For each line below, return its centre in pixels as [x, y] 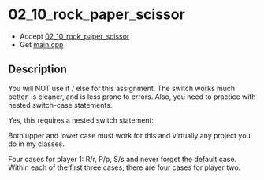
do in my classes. [36, 144]
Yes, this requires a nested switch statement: [81, 120]
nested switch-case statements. [60, 105]
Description [37, 70]
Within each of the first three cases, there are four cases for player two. [125, 167]
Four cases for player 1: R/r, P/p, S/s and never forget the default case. [123, 159]
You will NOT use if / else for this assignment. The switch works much [122, 88]
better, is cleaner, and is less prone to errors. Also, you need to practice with [132, 97]
